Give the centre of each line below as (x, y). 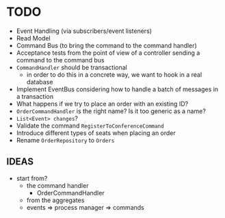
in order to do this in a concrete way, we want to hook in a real (114, 74)
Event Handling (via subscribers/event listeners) (84, 31)
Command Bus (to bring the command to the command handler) (107, 45)
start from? (32, 178)
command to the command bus (60, 60)
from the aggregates (55, 200)
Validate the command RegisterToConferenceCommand (90, 125)
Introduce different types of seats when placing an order (96, 133)
